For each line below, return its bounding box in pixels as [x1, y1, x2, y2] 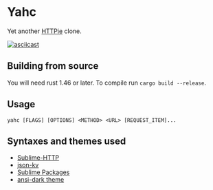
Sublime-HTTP [16, 154, 60, 162]
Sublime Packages [16, 168, 70, 176]
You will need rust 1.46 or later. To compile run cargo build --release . [7, 78, 206, 87]
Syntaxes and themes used [7, 135, 126, 147]
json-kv [16, 161, 39, 169]
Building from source [7, 60, 99, 72]
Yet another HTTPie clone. [7, 27, 82, 35]
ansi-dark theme [16, 176, 65, 184]
